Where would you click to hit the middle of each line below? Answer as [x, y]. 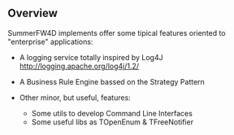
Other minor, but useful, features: [75, 98]
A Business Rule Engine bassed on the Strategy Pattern [112, 81]
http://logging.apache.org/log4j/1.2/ [79, 66]
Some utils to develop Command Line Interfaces [112, 113]
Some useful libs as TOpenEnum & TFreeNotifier [113, 122]
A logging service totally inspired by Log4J [91, 57]
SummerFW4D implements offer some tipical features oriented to [117, 33]
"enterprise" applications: [50, 41]
